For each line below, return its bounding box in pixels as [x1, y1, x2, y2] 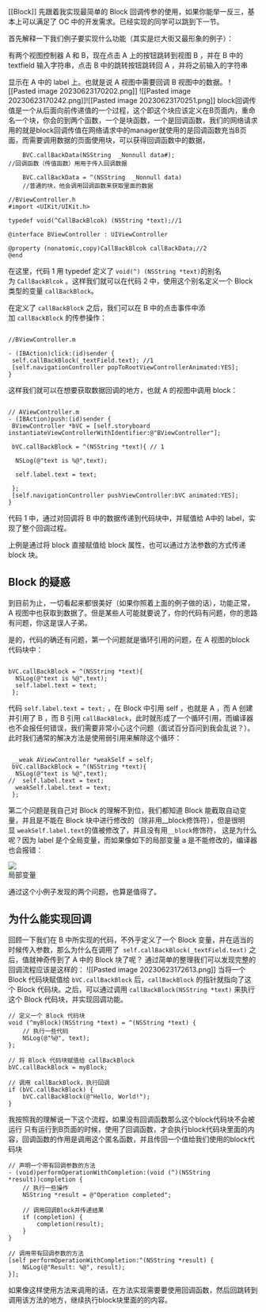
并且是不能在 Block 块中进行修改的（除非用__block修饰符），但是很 [21, 815, 239, 825]
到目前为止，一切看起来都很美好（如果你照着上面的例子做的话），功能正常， [8, 598, 255, 607]
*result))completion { [8, 1175, 83, 1183]
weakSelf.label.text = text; [15, 783, 112, 791]
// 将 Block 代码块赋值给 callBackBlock [8, 1056, 135, 1064]
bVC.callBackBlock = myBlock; [8, 1063, 108, 1072]
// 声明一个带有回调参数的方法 [8, 1161, 97, 1169]
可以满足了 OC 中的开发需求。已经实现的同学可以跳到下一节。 [21, 17, 224, 26]
